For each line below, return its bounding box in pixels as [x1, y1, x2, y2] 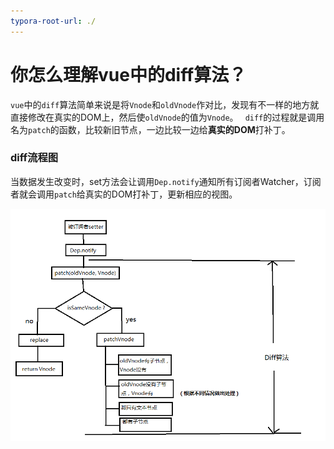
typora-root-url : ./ [10, 16, 97, 26]
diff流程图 [10, 151, 59, 165]
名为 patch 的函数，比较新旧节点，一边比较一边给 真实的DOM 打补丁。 [10, 123, 291, 135]
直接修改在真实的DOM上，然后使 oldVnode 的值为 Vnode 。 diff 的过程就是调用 [10, 111, 325, 123]
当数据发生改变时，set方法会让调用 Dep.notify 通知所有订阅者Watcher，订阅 [10, 175, 322, 187]
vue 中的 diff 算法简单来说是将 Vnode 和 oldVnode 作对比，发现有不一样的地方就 [10, 98, 320, 110]
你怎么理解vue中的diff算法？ [10, 63, 247, 86]
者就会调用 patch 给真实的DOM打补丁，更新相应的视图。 [10, 188, 238, 200]
